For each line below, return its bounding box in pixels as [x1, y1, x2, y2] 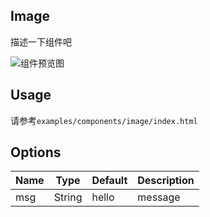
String [53, 190, 83, 204]
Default [91, 174, 128, 188]
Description [137, 174, 195, 188]
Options [10, 144, 62, 161]
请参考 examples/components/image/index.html [10, 114, 198, 126]
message [137, 190, 181, 204]
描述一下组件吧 [10, 35, 72, 48]
